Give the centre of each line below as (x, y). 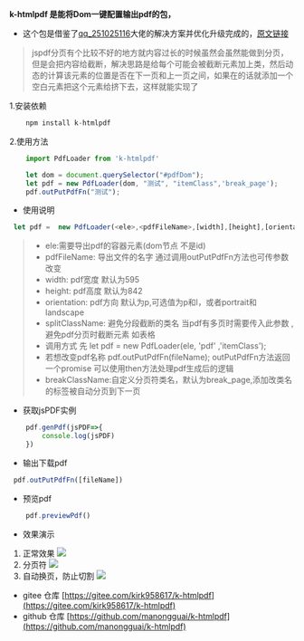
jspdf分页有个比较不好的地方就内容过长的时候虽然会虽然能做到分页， (160, 53)
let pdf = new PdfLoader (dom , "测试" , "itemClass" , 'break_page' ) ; (152, 183)
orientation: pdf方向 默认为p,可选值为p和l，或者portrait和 (151, 302)
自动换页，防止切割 (58, 576)
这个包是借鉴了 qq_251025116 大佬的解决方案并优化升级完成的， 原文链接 (156, 33)
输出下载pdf (45, 463)
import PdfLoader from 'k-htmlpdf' (93, 158)
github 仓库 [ (46, 616)
